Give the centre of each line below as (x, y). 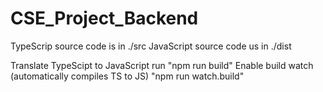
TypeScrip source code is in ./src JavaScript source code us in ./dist (151, 46)
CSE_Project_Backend (104, 18)
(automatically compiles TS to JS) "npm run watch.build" (127, 76)
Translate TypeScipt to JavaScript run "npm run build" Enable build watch (162, 65)
